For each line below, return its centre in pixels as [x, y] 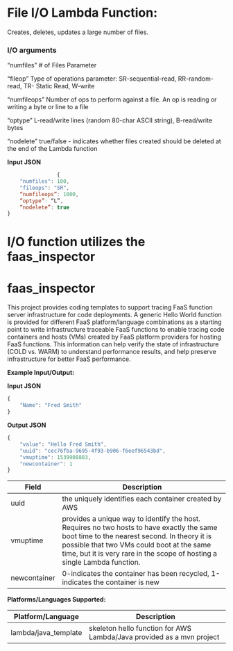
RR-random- [196, 79]
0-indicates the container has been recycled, [136, 574]
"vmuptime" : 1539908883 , [55, 457]
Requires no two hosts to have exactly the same [140, 528]
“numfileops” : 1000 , [49, 194]
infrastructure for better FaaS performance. [69, 359]
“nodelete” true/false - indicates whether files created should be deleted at [114, 141]
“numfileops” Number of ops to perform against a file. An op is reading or [112, 99]
